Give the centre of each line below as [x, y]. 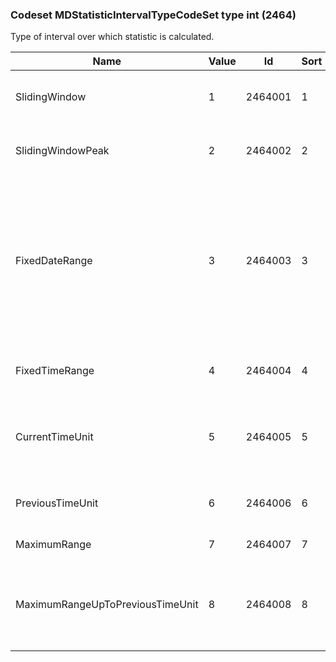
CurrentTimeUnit [54, 437]
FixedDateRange [54, 261]
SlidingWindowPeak [62, 151]
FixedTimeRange [55, 371]
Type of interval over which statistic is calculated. [112, 37]
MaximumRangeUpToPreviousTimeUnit [107, 605]
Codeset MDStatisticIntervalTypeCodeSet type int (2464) [153, 15]
